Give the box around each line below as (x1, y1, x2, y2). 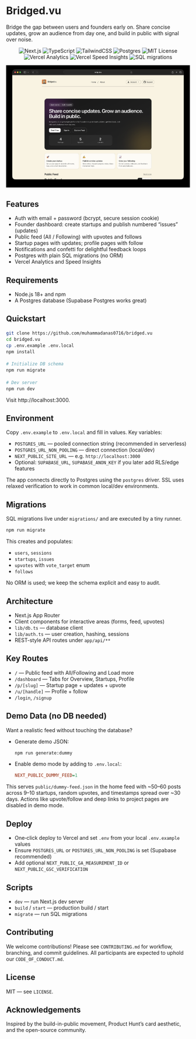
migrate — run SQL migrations (14, 910, 87, 917)
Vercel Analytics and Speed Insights (14, 258, 101, 265)
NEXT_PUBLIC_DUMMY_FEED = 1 (14, 773, 78, 778)
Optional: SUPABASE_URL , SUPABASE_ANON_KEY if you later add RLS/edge (14, 459, 179, 466)
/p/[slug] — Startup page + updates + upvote (14, 681, 127, 689)
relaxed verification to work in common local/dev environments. (6, 483, 159, 490)
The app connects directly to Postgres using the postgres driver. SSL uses (6, 476, 184, 484)
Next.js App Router (14, 611, 60, 618)
